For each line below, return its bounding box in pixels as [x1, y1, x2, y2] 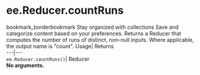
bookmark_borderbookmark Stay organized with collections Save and [6, 23, 179, 31]
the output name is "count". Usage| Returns [6, 43, 114, 50]
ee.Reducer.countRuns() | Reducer [6, 55, 90, 62]
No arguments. [6, 61, 44, 69]
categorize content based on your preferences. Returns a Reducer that [6, 29, 181, 37]
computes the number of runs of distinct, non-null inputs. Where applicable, [6, 36, 194, 43]
